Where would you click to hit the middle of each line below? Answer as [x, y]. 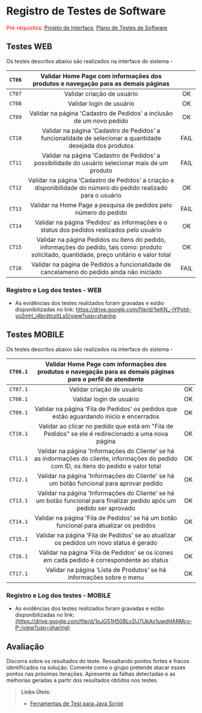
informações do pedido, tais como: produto [101, 247]
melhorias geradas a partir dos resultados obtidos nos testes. [82, 680]
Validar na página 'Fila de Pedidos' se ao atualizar [106, 535]
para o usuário [101, 195]
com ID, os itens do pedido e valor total [106, 466]
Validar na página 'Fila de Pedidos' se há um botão [106, 517]
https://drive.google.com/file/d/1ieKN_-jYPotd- [133, 310]
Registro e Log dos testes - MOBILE [59, 595]
